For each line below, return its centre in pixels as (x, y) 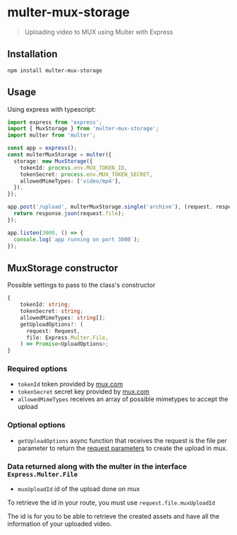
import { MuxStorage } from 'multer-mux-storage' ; (83, 129)
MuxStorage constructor (63, 268)
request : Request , (53, 331)
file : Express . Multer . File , (67, 338)
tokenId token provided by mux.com (70, 384)
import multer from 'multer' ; (52, 135)
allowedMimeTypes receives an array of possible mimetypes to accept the (123, 399)
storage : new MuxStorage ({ (53, 161)
